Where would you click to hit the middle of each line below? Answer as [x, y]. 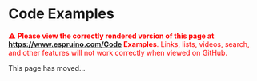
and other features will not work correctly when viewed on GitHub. [118, 52]
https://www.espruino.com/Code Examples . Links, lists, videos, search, [129, 44]
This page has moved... [47, 67]
